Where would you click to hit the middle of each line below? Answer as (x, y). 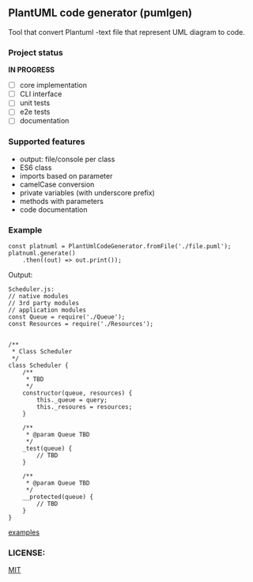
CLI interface (41, 94)
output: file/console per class (67, 159)
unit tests (35, 103)
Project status (36, 52)
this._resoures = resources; (85, 407)
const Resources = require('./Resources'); (81, 324)
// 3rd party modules (44, 304)
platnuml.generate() (42, 253)
